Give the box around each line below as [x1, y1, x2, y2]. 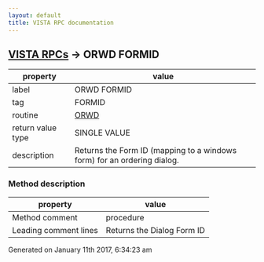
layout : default [8, 11, 61, 20]
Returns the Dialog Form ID [105, 224, 206, 235]
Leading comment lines [12, 224, 98, 235]
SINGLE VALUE [74, 127, 131, 138]
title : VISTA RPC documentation [8, 19, 114, 27]
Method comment [12, 212, 78, 223]
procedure [105, 212, 145, 223]
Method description [8, 178, 86, 189]
